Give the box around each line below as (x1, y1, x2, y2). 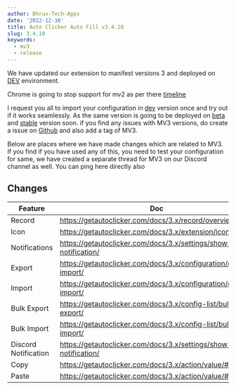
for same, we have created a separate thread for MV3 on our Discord (7, 154, 207, 163)
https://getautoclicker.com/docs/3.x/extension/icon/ (59, 227, 233, 237)
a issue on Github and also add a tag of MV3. (7, 126, 138, 134)
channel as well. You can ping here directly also (7, 162, 145, 170)
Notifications (11, 242, 53, 252)
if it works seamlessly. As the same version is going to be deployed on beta (7, 111, 225, 120)
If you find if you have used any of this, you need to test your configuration (7, 147, 223, 156)
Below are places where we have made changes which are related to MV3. (7, 139, 223, 148)
